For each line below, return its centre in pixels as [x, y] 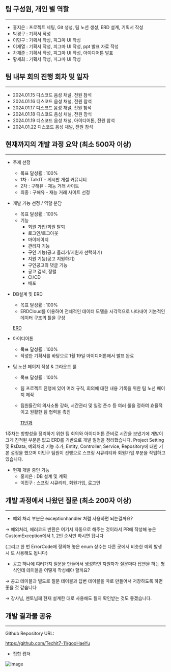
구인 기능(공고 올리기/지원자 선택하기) [65, 252]
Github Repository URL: [30, 633]
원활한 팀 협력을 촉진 [50, 412]
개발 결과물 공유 [28, 616]
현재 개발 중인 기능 [31, 470]
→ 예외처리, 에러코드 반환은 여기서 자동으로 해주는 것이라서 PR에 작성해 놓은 [81, 530]
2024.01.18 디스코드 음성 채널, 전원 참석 [52, 114]
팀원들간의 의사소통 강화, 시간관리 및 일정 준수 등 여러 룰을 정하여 [84, 405]
